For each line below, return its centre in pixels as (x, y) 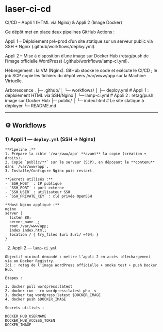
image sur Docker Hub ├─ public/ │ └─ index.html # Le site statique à (74, 100)
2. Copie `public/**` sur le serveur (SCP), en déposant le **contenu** (80, 162)
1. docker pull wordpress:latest (39, 286)
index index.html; (28, 230)
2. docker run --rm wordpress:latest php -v (51, 291)
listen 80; (20, 217)
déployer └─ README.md (31, 105)
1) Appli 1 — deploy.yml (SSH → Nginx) (50, 140)
